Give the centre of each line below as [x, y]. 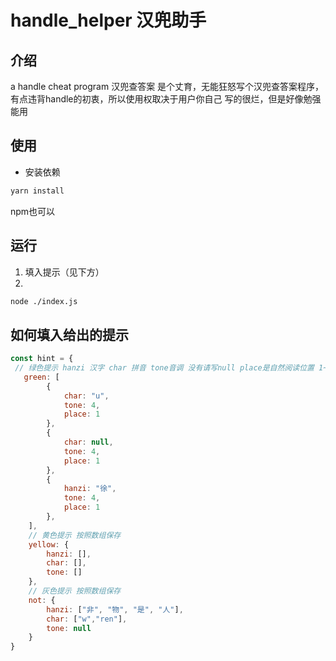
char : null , [88, 442]
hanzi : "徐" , [90, 489]
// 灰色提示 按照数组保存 [75, 591]
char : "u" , [86, 396]
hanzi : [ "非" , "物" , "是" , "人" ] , [115, 609]
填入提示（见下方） [64, 272]
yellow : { [49, 544]
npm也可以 [33, 211]
